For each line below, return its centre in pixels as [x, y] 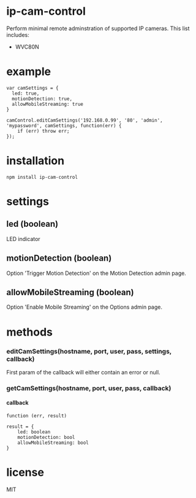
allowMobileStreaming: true [48, 104]
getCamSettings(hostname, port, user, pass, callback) [89, 388]
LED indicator [24, 239]
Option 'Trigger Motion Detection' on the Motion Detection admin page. [96, 273]
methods [30, 332]
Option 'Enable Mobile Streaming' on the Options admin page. [85, 307]
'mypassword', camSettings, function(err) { [64, 125]
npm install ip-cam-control [42, 177]
